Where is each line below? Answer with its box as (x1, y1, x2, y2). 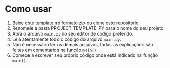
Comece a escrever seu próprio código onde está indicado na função (12, 52, 158, 58)
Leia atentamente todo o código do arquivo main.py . (12, 36, 122, 42)
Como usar (5, 3, 52, 15)
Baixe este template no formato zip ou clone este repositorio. (12, 20, 140, 26)
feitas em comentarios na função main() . (12, 47, 98, 53)
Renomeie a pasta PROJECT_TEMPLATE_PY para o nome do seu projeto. (12, 25, 165, 31)
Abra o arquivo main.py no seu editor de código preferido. (12, 30, 133, 37)
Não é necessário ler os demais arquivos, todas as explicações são (12, 41, 153, 47)
